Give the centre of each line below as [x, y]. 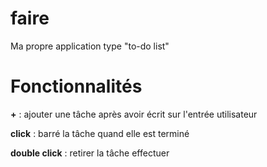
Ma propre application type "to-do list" [90, 46]
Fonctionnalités [76, 86]
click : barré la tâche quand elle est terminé [100, 133]
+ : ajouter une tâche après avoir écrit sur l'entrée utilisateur [134, 114]
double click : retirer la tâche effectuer [90, 153]
